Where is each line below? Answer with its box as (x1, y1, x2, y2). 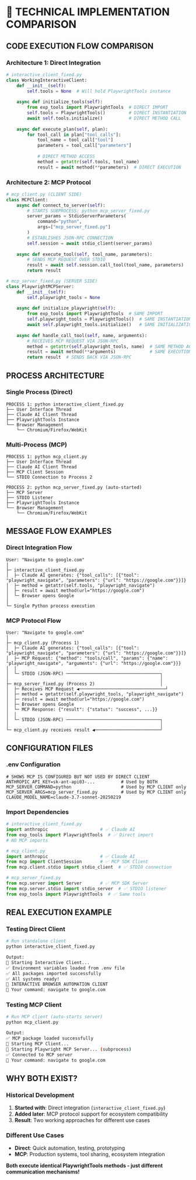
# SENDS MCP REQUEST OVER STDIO (27, 257, 106, 263)
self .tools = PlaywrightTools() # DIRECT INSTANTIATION (27, 110, 187, 116)
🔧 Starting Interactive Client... (6, 959, 90, 965)
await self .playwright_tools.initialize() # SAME (27, 322, 156, 328)
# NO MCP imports (6, 837, 48, 843)
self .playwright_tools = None (27, 294, 100, 300)
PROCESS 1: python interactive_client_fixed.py (6, 401, 124, 407)
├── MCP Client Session (6, 469, 64, 475)
